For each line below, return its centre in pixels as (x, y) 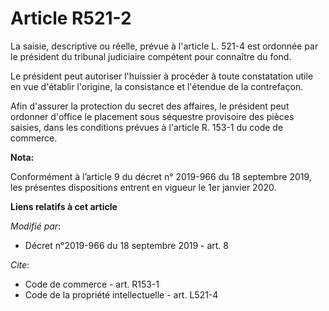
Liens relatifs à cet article (64, 206)
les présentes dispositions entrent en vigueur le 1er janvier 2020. (143, 187)
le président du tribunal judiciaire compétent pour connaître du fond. (151, 56)
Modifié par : (36, 226)
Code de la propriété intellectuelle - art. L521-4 (121, 294)
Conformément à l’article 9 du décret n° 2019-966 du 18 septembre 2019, (161, 176)
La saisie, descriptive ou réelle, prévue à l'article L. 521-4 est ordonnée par (164, 46)
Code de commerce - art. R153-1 (92, 284)
